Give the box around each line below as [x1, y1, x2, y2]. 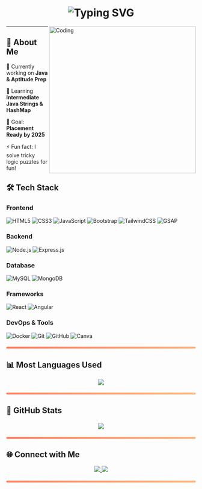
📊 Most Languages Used [6, 360, 102, 370]
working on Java [6, 69, 48, 76]
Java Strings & [6, 100, 43, 107]
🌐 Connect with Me [6, 449, 80, 460]
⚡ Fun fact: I [6, 143, 36, 150]
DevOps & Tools [6, 319, 54, 327]
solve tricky [6, 151, 35, 159]
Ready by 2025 [6, 131, 45, 138]
